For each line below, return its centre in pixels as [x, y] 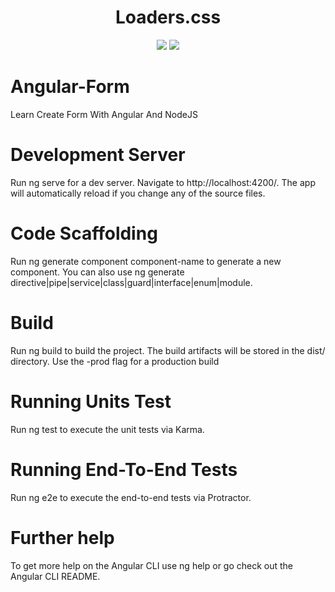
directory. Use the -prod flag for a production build [115, 361]
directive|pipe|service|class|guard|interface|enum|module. [131, 282]
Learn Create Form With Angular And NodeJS [104, 114]
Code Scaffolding [84, 233]
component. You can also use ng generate [97, 272]
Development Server [98, 155]
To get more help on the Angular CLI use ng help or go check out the [152, 565]
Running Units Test [91, 401]
